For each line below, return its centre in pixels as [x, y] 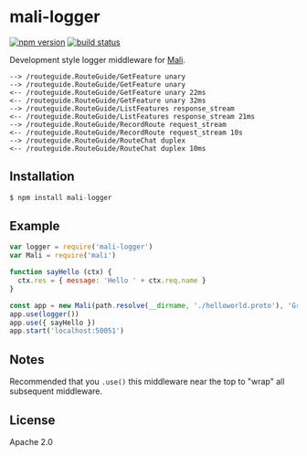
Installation [42, 177]
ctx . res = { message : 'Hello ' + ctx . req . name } [112, 281]
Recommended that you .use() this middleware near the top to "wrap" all [147, 382]
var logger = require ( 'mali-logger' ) [81, 247]
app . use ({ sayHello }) [53, 323]
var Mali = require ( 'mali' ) [63, 256]
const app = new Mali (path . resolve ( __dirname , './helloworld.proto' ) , [147, 305]
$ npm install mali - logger [61, 197]
